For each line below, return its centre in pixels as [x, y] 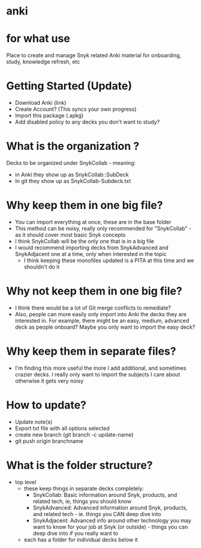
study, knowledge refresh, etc [43, 62]
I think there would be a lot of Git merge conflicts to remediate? [93, 308]
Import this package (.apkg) [49, 116]
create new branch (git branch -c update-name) [74, 434]
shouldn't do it [42, 267]
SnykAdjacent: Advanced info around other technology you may [112, 520]
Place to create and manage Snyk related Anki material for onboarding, [94, 55]
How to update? [46, 405]
